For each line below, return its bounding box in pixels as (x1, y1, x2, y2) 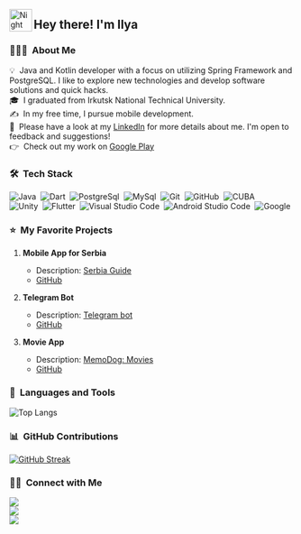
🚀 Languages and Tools (9, 386, 115, 399)
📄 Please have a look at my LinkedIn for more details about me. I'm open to (9, 121, 290, 132)
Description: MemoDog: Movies (35, 354, 154, 365)
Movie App (22, 336, 65, 347)
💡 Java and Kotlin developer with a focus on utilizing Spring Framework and (9, 64, 293, 76)
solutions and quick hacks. (9, 84, 109, 95)
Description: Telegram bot (35, 309, 133, 320)
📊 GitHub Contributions (9, 429, 119, 442)
